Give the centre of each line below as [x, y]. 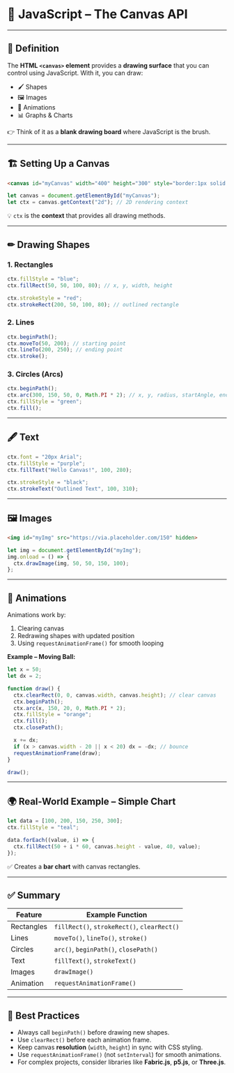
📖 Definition [33, 49]
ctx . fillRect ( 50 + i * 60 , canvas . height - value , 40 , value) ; [107, 846]
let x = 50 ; [24, 669]
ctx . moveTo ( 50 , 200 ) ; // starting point [67, 343]
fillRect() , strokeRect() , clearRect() [117, 926]
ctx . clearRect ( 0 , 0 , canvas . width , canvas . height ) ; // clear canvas [115, 695]
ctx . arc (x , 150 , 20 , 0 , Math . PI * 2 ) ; [70, 708]
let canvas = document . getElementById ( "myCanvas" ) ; [84, 196]
